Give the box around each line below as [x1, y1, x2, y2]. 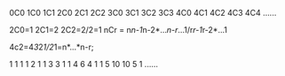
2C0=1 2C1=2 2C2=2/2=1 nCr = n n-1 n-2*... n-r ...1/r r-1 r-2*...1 [9, 25, 228, 34]
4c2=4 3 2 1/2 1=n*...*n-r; [9, 42, 95, 52]
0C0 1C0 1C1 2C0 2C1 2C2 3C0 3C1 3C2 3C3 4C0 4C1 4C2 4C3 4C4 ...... [9, 8, 277, 18]
